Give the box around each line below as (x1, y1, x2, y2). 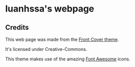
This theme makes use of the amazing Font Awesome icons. (5, 56, 130, 62)
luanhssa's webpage (5, 3, 95, 15)
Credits (5, 23, 29, 32)
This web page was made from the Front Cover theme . (5, 36, 119, 42)
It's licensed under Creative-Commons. (5, 46, 87, 52)
